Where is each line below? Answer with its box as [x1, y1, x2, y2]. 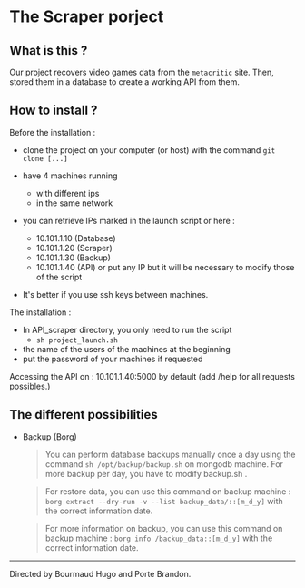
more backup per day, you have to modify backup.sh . [44, 468, 248, 479]
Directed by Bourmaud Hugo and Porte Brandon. [9, 568, 192, 579]
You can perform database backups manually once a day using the [44, 449, 297, 460]
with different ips [35, 188, 100, 198]
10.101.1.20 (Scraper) [35, 242, 113, 253]
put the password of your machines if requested [22, 353, 203, 364]
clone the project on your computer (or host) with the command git [22, 144, 276, 156]
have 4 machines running [22, 170, 118, 181]
